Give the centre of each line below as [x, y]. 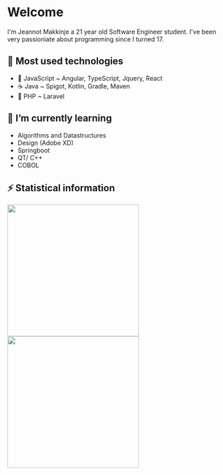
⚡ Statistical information [61, 188]
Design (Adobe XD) [45, 143]
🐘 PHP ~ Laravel [41, 96]
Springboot [34, 150]
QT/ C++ [30, 157]
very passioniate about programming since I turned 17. [86, 39]
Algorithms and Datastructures [62, 135]
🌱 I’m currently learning [60, 118]
